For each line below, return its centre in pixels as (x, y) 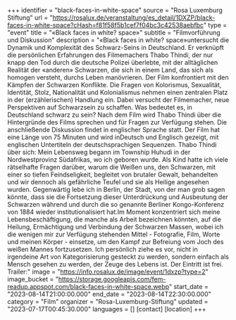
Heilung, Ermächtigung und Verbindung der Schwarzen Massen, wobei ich (116, 227)
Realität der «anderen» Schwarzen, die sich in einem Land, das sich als (110, 70)
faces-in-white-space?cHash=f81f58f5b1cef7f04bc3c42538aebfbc (106, 25)
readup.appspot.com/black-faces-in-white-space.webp (88, 287)
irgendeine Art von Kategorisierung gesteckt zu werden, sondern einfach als (118, 257)
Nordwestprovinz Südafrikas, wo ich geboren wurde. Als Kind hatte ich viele (118, 160)
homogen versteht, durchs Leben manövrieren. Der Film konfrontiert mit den (118, 77)
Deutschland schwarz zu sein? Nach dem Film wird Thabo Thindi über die (114, 115)
